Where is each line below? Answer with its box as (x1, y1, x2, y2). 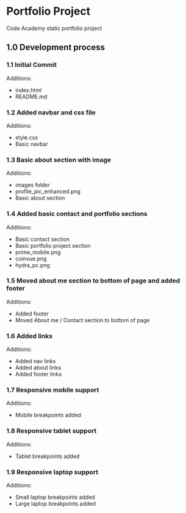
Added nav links (15, 358, 56, 365)
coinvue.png (15, 255, 47, 262)
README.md (15, 93, 48, 100)
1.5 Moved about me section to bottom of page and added (6, 276, 181, 285)
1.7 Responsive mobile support (6, 386, 99, 394)
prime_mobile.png (15, 248, 61, 256)
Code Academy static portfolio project (6, 24, 102, 32)
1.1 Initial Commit (6, 61, 57, 69)
